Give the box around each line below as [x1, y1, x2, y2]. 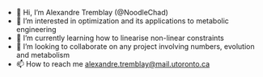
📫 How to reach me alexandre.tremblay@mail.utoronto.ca [15, 59, 210, 68]
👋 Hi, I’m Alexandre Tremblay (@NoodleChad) [15, 8, 168, 17]
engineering [15, 25, 57, 34]
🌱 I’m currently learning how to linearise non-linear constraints [15, 33, 224, 43]
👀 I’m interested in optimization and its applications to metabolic [15, 16, 229, 26]
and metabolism [15, 51, 70, 59]
